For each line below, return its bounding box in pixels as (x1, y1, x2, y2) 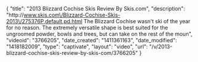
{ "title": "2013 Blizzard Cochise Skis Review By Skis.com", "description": (6, 5, 185, 12)
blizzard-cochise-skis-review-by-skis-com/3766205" (6, 49, 138, 56)
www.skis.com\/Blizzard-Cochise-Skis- (23, 11, 120, 18)
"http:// (6, 11, 24, 18)
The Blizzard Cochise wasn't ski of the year (83, 18, 191, 24)
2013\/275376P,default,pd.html (6, 18, 82, 24)
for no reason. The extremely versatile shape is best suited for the (6, 24, 168, 31)
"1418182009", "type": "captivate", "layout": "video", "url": (6, 43, 148, 50)
